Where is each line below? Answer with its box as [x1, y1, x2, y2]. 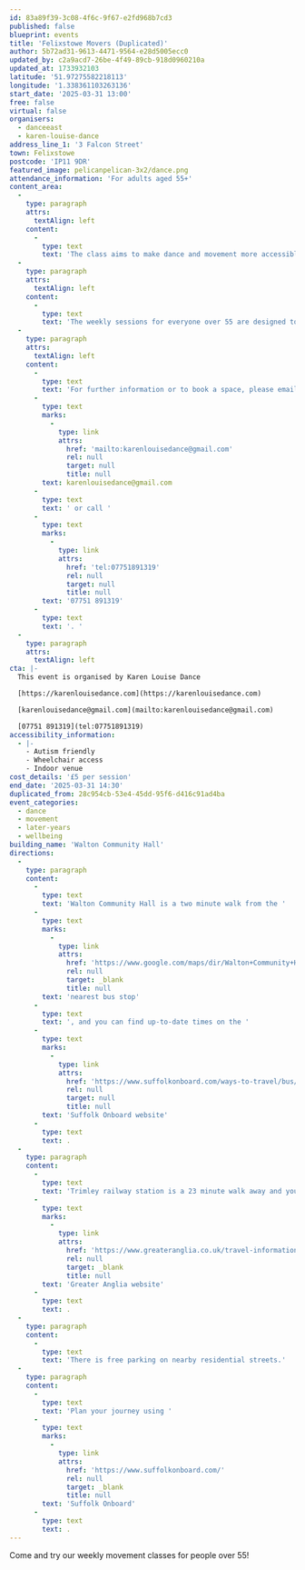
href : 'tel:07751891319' [66, 563, 161, 572]
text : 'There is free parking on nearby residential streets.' [42, 1355, 286, 1365]
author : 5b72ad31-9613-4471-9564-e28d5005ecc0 [9, 47, 189, 56]
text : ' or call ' [42, 504, 112, 513]
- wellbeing [17, 832, 64, 841]
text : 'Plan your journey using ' [42, 1406, 172, 1415]
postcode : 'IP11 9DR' [9, 156, 92, 166]
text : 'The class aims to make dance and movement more [42, 250, 258, 259]
